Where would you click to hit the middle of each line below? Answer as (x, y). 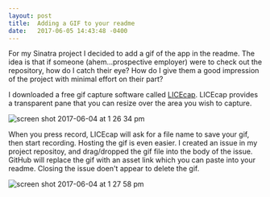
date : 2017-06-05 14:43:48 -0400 (68, 31)
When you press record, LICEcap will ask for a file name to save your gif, (129, 134)
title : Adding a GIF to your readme (72, 23)
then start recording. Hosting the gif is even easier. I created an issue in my (133, 143)
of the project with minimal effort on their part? (86, 79)
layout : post (30, 16)
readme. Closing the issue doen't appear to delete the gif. (104, 169)
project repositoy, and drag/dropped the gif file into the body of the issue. (131, 152)
